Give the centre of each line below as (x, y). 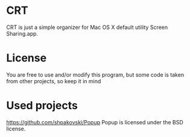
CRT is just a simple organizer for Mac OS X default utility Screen (87, 27)
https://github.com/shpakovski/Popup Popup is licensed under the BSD (95, 122)
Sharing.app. (22, 33)
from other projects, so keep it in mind (54, 81)
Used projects (42, 106)
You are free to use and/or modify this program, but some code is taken (95, 75)
